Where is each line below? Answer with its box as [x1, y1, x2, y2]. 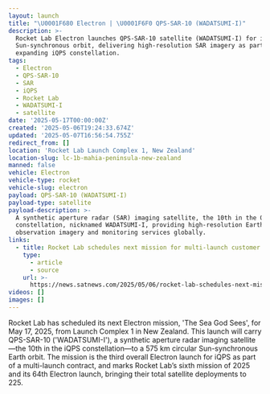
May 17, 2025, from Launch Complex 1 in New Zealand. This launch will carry [8, 326, 262, 336]
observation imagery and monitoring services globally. [15, 228, 207, 237]
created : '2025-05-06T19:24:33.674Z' [8, 124, 135, 132]
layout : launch [8, 11, 59, 20]
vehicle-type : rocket [8, 176, 81, 185]
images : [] [8, 296, 45, 304]
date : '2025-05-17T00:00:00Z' [8, 117, 110, 125]
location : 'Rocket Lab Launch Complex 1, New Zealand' [8, 146, 196, 154]
